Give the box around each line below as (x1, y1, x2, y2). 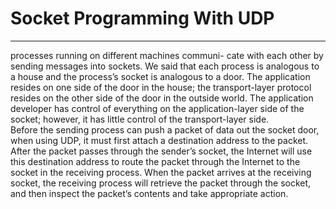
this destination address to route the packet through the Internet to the (10, 155, 301, 167)
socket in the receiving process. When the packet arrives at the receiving (10, 166, 312, 178)
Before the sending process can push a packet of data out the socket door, (10, 123, 320, 136)
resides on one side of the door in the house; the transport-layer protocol (10, 81, 312, 93)
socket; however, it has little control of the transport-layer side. (10, 113, 270, 125)
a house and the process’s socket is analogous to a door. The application (10, 70, 311, 82)
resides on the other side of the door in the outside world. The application (10, 92, 314, 104)
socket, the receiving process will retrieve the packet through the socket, (10, 177, 312, 189)
